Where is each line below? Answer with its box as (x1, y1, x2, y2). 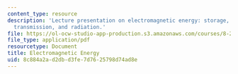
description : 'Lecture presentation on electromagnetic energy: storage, (7, 17, 230, 24)
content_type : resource (7, 10, 78, 18)
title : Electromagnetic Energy (7, 50, 100, 57)
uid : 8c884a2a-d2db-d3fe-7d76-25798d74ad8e (7, 56, 138, 63)
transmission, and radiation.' (13, 23, 106, 30)
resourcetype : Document (7, 43, 78, 50)
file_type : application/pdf (7, 37, 91, 44)
